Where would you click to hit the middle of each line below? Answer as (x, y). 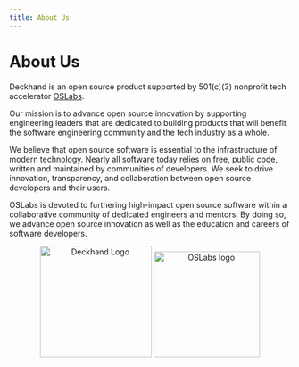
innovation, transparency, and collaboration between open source (130, 178)
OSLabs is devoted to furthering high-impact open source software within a (148, 204)
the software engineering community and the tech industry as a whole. (139, 132)
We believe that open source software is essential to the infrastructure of (143, 149)
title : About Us (39, 17)
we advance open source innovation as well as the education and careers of (149, 223)
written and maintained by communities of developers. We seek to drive (141, 168)
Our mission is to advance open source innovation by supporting (128, 113)
